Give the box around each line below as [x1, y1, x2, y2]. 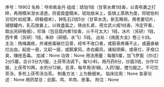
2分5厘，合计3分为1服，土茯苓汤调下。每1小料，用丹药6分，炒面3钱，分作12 [5, 58, 159, 64]
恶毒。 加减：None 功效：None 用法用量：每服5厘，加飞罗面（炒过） [21, 53, 159, 58]
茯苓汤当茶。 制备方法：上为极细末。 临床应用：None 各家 [30, 71, 148, 76]
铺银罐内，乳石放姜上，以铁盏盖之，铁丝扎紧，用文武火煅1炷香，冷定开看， [5, 22, 157, 28]
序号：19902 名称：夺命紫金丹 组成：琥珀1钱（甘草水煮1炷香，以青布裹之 [5, 4, 152, 10]
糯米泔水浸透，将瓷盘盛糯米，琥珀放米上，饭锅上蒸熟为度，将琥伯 [21, 10, 155, 16]
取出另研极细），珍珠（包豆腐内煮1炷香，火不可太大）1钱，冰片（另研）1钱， [5, 29, 158, 34]
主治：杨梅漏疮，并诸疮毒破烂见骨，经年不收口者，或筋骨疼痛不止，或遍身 [5, 41, 155, 46]
